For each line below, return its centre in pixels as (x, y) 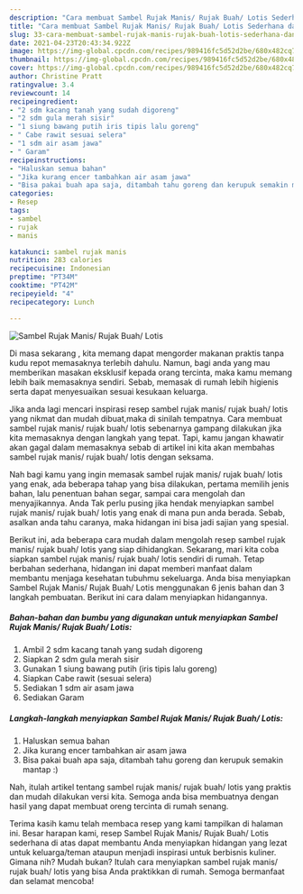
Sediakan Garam (53, 698)
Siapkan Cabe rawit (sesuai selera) (87, 679)
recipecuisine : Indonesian (60, 269)
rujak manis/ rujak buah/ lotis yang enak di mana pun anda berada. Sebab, (147, 512)
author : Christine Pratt (56, 77)
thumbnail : (30, 59)
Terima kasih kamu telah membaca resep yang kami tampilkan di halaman (147, 824)
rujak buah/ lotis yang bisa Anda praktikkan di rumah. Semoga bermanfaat (147, 871)
